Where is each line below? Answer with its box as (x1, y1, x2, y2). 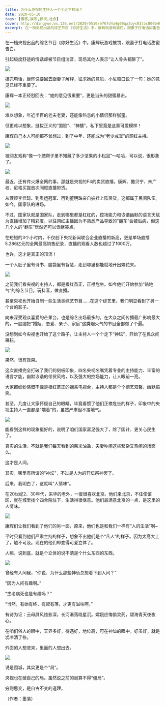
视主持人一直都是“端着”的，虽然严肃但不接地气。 (5, 407, 104, 413)
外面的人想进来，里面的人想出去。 (5, 645, 74, 651)
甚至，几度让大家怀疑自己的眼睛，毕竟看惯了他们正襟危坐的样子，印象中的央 (5, 400, 160, 406)
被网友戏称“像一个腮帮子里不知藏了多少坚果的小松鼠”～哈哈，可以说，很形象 (5, 153, 160, 159)
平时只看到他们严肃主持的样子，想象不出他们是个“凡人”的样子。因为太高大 (5, 533, 156, 539)
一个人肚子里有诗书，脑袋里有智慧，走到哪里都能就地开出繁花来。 (5, 262, 138, 268)
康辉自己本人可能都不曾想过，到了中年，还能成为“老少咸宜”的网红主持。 (5, 133, 151, 139)
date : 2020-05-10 (5, 12, 41, 17)
